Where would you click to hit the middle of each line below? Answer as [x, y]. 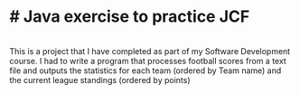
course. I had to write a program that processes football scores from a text [148, 61]
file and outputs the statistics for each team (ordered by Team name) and [145, 70]
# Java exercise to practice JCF [130, 17]
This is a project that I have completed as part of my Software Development [150, 51]
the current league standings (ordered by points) [100, 80]
